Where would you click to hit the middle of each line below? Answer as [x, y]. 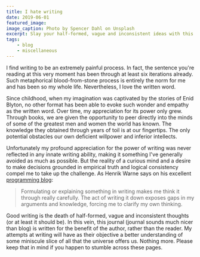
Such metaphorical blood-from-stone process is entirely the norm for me [96, 80]
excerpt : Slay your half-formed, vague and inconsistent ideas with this [100, 34]
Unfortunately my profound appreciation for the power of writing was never [99, 148]
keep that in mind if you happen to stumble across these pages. [84, 247]
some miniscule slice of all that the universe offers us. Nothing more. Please [99, 241]
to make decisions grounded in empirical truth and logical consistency [93, 167]
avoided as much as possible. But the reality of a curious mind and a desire [99, 160]
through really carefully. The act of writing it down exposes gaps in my [107, 197]
